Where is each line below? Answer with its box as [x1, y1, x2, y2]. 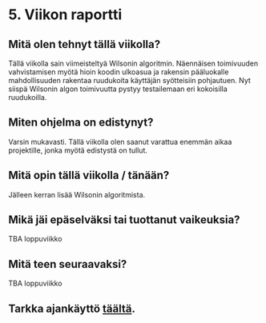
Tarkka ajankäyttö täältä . [8, 301, 136, 315]
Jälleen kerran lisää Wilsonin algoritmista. [8, 189, 146, 199]
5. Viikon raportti [8, 6, 123, 24]
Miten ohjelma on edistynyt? [8, 116, 154, 130]
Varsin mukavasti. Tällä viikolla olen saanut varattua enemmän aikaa [8, 137, 232, 146]
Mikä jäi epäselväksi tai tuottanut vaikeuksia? [8, 213, 240, 227]
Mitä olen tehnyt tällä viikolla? [8, 38, 161, 51]
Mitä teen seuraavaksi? [8, 257, 127, 271]
